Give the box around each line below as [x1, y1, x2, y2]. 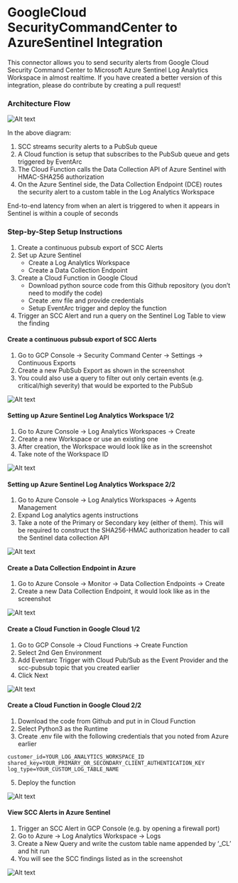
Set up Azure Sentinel [17, 251, 82, 259]
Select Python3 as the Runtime [17, 724, 109, 733]
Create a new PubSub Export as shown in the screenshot [17, 366, 185, 375]
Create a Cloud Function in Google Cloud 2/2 [7, 701, 142, 709]
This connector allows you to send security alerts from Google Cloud [7, 58, 210, 66]
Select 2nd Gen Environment [17, 648, 102, 657]
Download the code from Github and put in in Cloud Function [17, 716, 196, 725]
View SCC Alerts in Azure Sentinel [7, 808, 111, 817]
